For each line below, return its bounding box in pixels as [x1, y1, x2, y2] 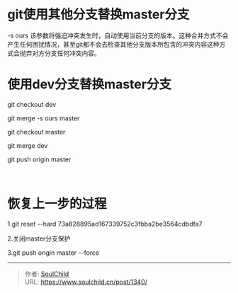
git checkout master [7, 127, 66, 136]
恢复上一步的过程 [7, 196, 108, 212]
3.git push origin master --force [7, 248, 100, 257]
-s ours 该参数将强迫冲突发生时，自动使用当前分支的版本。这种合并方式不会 [7, 31, 229, 40]
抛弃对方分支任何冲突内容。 [19, 49, 101, 57]
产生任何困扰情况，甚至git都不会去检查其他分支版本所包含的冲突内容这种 [7, 40, 220, 48]
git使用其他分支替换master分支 [7, 6, 190, 23]
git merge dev [7, 141, 48, 149]
